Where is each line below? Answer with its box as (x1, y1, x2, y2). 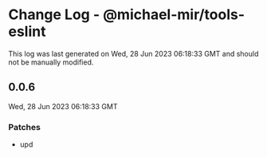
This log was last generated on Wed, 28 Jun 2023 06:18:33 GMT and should (8, 49, 259, 58)
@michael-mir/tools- (102, 6, 245, 24)
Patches (8, 121, 41, 132)
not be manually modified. (8, 57, 94, 67)
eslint (8, 22, 46, 41)
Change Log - (8, 6, 100, 24)
